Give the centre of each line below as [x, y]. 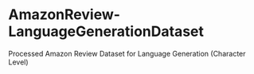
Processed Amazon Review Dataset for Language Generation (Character [127, 53]
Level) [19, 62]
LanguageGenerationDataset [106, 31]
